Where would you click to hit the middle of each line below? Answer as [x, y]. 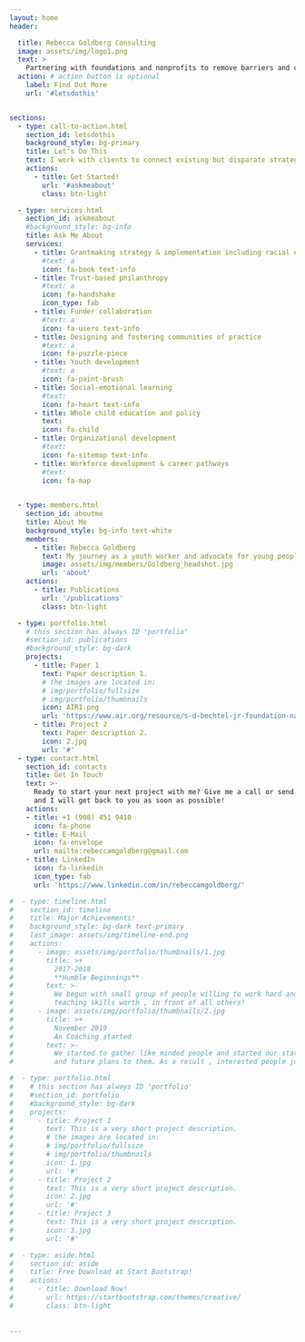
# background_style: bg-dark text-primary [97, 927]
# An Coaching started [70, 1037]
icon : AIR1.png [71, 708]
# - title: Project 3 [60, 1214]
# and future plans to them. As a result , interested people [148, 1062]
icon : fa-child [71, 430]
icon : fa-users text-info [91, 328]
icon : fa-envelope [68, 843]
